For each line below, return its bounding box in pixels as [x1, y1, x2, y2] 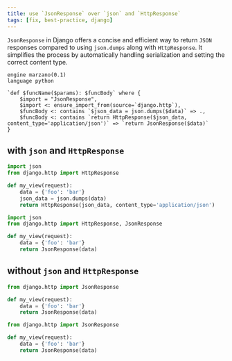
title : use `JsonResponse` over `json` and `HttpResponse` [7, 10, 181, 17]
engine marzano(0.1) [7, 71, 67, 78]
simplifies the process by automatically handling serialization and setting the [7, 50, 225, 59]
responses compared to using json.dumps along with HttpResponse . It [7, 43, 203, 51]
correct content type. [7, 58, 68, 66]
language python [7, 77, 54, 84]
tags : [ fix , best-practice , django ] [7, 17, 113, 24]
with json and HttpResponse [7, 144, 125, 156]
